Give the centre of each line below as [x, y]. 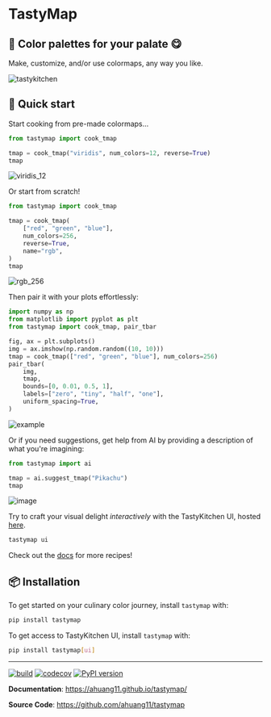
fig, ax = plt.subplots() [52, 342]
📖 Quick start [42, 105]
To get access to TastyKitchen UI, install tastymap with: [100, 635]
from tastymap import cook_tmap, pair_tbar [83, 327]
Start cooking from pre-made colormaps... [79, 124]
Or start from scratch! [44, 191]
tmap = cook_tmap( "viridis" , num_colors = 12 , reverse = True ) [110, 153]
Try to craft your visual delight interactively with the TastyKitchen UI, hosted [135, 517]
